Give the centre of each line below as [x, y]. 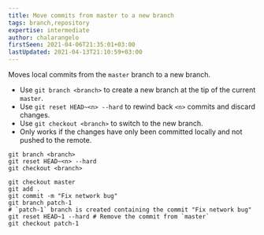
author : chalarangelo [44, 37]
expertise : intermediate [49, 30]
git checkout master [42, 182]
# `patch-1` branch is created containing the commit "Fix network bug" [130, 210]
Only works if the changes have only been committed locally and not [131, 132]
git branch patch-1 [40, 203]
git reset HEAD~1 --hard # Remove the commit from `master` [109, 217]
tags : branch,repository [49, 23]
